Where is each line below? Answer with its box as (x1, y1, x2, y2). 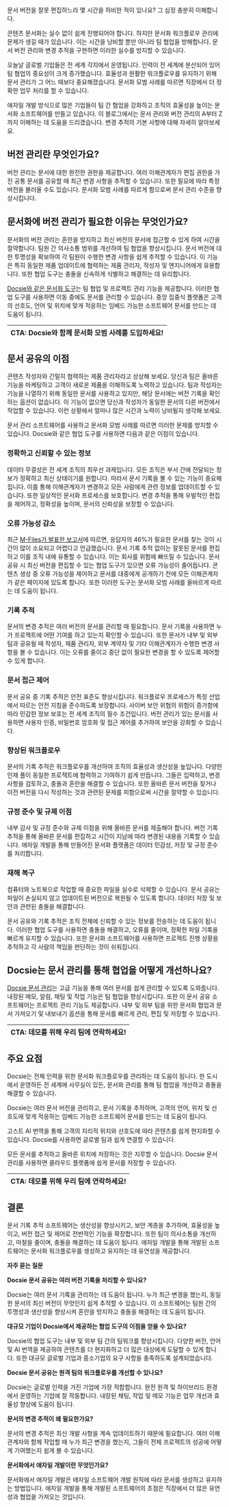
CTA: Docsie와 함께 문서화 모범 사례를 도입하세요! (10, 328, 164, 337)
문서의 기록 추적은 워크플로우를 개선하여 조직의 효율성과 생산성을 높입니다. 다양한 (7, 762, 223, 770)
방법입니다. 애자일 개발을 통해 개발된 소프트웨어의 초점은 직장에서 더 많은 (14, 1484, 208, 1492)
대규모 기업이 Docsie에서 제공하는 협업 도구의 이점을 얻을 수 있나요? (7, 1322, 187, 1330)
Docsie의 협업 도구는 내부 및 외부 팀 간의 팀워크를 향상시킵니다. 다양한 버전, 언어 (7, 1336, 221, 1345)
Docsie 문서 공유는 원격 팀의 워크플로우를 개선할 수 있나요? (7, 1368, 163, 1376)
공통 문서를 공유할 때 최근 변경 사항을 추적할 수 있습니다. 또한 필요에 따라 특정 (14, 177, 220, 185)
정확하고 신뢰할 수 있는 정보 (7, 448, 92, 458)
